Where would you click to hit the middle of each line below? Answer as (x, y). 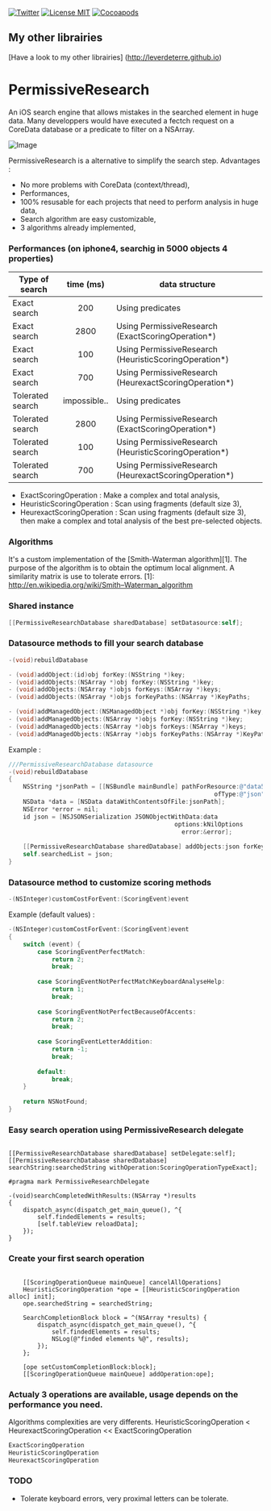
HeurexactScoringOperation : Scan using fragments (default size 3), (133, 513)
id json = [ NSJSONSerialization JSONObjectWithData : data (121, 817)
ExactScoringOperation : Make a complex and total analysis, (120, 495)
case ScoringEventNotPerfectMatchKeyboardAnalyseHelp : (131, 982)
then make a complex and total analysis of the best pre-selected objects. (141, 521)
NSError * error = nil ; (61, 809)
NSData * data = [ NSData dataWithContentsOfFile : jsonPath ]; (124, 802)
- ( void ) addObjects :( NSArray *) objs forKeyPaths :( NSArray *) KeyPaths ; (129, 697)
